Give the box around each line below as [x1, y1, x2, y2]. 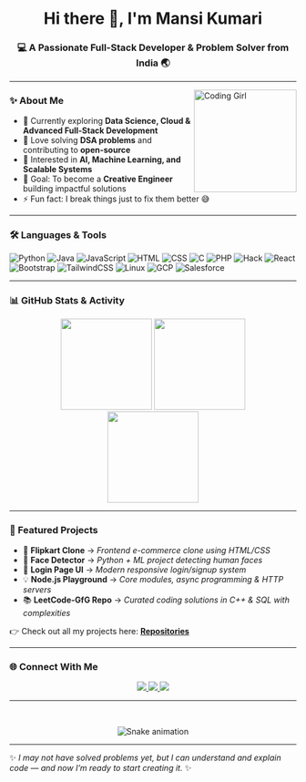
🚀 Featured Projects [9, 524, 98, 537]
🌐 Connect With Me [9, 660, 98, 673]
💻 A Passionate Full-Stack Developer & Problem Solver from [16, 41, 290, 54]
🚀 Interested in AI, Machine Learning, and [22, 154, 181, 165]
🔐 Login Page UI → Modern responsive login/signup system [22, 564, 247, 575]
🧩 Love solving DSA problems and [22, 134, 152, 145]
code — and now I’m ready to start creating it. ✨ [9, 762, 192, 773]
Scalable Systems [22, 163, 93, 174]
